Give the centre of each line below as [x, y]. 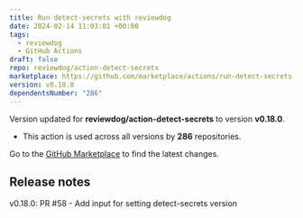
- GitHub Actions [50, 51]
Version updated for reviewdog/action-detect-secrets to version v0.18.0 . [147, 119]
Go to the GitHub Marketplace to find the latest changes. [114, 153]
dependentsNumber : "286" [56, 93]
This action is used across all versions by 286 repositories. [132, 136]
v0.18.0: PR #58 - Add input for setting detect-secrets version [123, 204]
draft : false [34, 59]
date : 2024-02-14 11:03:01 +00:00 [74, 26]
